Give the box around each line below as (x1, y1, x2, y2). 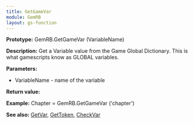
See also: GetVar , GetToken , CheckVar (6, 111, 101, 119)
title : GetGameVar (6, 8, 52, 15)
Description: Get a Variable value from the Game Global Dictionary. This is (6, 47, 188, 55)
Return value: (6, 88, 40, 96)
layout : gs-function (6, 20, 58, 26)
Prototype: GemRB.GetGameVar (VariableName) (6, 36, 125, 43)
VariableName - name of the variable (14, 77, 105, 84)
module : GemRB (6, 14, 42, 20)
